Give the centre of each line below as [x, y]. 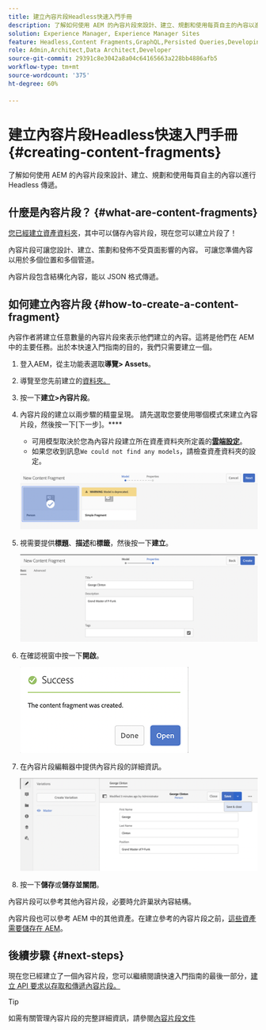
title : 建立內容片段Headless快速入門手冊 [70, 17]
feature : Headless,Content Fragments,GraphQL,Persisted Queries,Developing [136, 42]
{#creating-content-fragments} [115, 152]
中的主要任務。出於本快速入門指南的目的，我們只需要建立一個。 [112, 347]
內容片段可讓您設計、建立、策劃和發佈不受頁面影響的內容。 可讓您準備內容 [131, 250]
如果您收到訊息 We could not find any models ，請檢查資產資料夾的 [140, 452]
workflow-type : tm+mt [44, 67]
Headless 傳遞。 [35, 185]
